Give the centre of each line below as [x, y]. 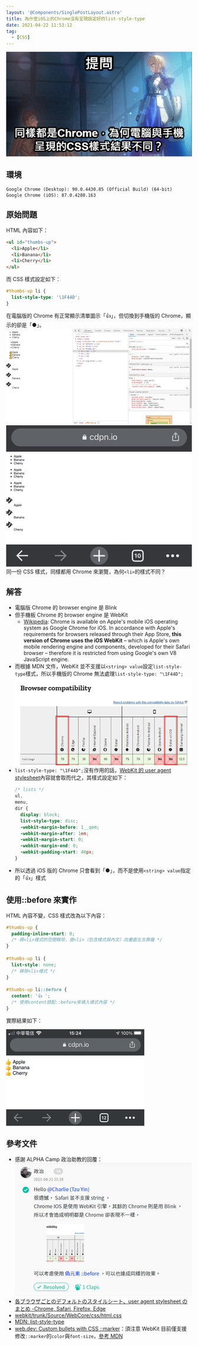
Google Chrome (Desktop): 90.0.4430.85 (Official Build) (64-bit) [89, 189]
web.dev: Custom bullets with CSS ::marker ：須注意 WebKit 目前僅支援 [101, 1328]
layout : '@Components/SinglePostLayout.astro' [64, 12]
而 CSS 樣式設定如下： [34, 279]
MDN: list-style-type [39, 1321]
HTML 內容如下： [27, 230]
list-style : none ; [34, 965]
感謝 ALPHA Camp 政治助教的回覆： [59, 1159]
